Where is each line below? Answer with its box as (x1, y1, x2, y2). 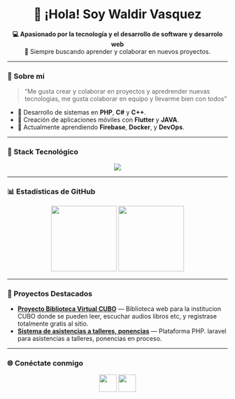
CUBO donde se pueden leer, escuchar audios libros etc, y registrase (17, 312, 218, 321)
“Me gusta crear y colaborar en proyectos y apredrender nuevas (24, 87, 211, 96)
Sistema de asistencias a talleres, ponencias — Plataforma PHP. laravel (17, 327, 227, 335)
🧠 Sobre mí (7, 71, 45, 81)
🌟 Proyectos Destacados (7, 289, 93, 298)
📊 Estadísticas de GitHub (7, 187, 96, 196)
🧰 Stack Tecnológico (7, 147, 79, 157)
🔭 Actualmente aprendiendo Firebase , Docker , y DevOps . (17, 123, 185, 131)
